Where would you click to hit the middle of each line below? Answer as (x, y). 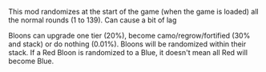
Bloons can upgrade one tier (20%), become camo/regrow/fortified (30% (129, 36)
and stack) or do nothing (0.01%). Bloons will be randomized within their (127, 44)
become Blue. (31, 61)
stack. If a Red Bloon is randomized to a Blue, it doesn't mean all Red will (128, 52)
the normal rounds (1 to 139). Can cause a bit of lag (93, 20)
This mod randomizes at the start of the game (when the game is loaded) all (133, 12)
